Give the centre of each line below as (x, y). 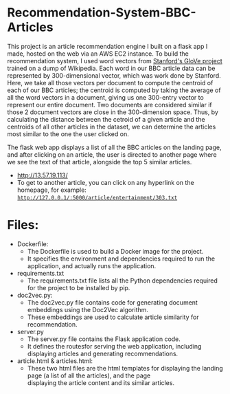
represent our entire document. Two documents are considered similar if (110, 105)
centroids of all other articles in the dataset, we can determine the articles (112, 127)
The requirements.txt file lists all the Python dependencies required (123, 281)
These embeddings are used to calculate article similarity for (113, 317)
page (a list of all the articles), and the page (89, 375)
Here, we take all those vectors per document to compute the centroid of (110, 83)
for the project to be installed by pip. (79, 287)
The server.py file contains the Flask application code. (104, 339)
